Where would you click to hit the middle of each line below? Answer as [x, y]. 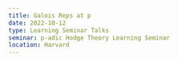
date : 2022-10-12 [37, 23]
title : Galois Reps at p [50, 15]
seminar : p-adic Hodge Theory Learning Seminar [89, 38]
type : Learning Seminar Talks [59, 30]
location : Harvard [39, 45]
